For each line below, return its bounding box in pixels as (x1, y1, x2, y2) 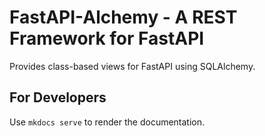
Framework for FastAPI (9, 27, 205, 50)
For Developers (9, 89, 107, 106)
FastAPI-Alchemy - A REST (9, 6, 238, 29)
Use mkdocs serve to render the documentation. (9, 116, 206, 128)
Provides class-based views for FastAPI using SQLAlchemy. (9, 60, 256, 72)
